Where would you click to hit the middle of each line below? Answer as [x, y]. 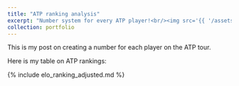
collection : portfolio [41, 27]
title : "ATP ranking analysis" [54, 14]
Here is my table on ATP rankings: [57, 61]
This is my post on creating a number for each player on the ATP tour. [109, 48]
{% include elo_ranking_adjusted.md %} [66, 75]
